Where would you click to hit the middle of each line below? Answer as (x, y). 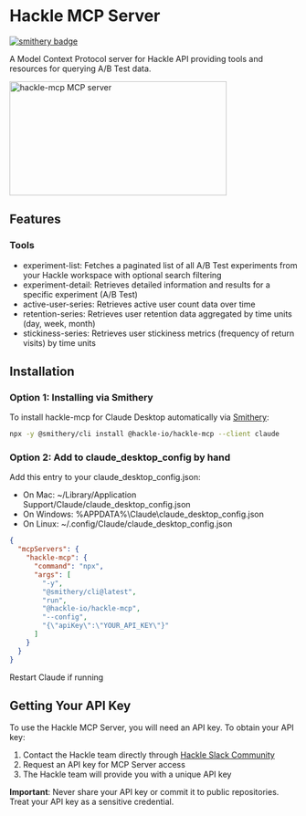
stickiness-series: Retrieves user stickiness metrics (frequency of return (158, 333)
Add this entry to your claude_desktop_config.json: (105, 477)
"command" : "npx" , (69, 567)
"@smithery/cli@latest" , (90, 591)
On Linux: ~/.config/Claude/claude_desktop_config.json (127, 524)
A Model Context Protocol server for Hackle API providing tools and (136, 58)
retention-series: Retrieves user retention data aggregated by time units (157, 314)
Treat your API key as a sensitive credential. (92, 802)
